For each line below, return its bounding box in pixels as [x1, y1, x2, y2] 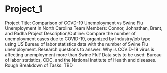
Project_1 [5, 3, 43, 15]
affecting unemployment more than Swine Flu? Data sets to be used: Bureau [5, 51, 162, 58]
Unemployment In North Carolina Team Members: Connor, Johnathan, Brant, [5, 25, 163, 31]
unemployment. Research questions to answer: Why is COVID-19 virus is [5, 46, 155, 52]
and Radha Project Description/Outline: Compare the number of [5, 30, 136, 36]
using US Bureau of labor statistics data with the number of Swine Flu [5, 41, 148, 47]
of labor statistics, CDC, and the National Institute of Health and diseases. [5, 57, 157, 63]
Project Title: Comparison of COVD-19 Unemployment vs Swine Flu [5, 20, 143, 26]
